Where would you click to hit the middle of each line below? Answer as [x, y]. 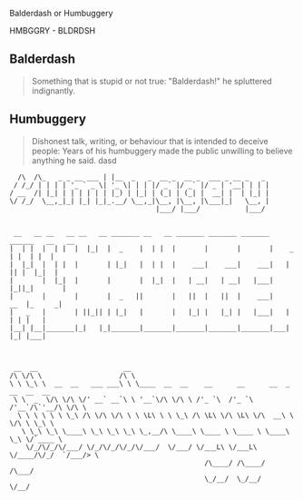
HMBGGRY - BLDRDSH [53, 30]
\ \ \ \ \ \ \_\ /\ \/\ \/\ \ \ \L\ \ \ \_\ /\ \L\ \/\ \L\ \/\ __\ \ [156, 415]
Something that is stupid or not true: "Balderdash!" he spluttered [151, 81]
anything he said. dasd [74, 160]
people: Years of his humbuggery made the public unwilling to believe [162, 151]
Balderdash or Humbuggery [61, 13]
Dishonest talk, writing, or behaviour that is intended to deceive [150, 141]
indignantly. [53, 91]
